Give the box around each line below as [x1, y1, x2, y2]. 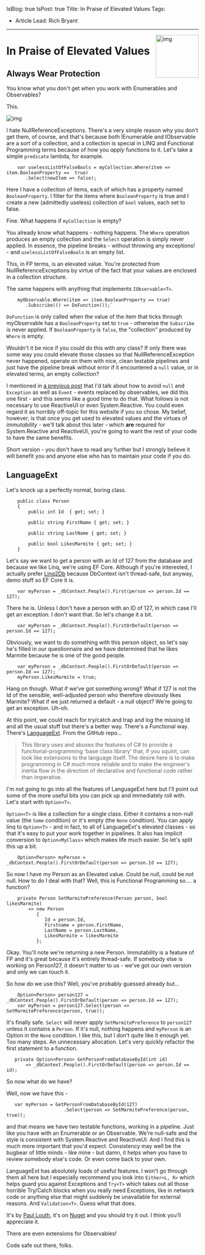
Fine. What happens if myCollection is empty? [6, 217, 122, 224]
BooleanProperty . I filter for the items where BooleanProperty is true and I [6, 192, 189, 199]
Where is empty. [6, 332, 45, 340]
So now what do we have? [6, 1078, 73, 1085]
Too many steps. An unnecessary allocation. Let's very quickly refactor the [6, 1038, 195, 1045]
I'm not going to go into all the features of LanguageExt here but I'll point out [6, 785, 198, 792]
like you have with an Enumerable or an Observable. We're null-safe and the [6, 1129, 198, 1136]
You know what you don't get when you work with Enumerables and [6, 85, 178, 92]
